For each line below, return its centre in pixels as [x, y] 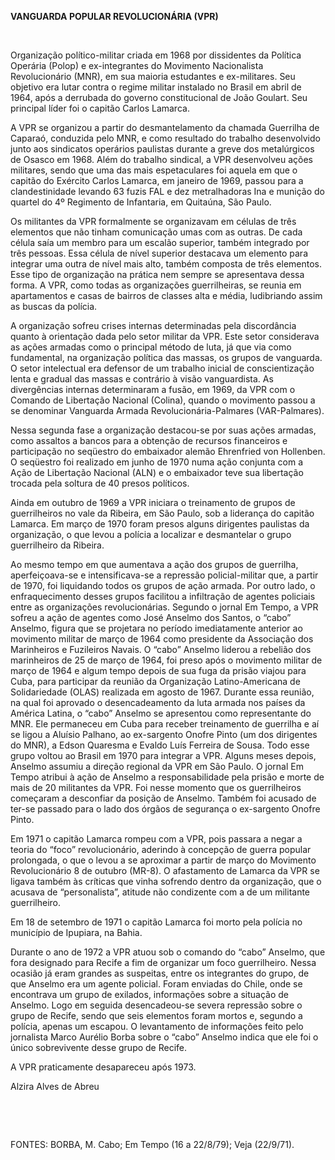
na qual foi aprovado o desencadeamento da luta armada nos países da [158, 702]
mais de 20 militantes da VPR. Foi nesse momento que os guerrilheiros [156, 787]
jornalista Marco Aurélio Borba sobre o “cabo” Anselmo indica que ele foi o [164, 1037]
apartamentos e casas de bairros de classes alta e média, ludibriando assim [166, 295]
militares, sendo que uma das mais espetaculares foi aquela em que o [154, 170]
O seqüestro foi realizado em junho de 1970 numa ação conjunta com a [156, 462]
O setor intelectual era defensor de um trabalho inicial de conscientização [162, 368]
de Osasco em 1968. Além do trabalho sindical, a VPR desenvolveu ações [161, 159]
